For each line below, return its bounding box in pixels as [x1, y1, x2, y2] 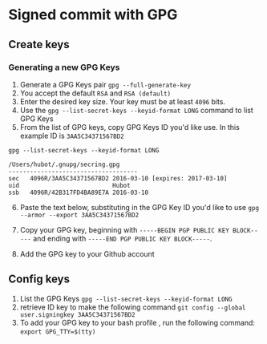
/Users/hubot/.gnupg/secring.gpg [8, 160, 120, 168]
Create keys [8, 38, 70, 51]
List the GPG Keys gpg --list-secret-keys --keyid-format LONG [19, 293, 233, 303]
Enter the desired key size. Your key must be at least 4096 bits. [19, 96, 226, 106]
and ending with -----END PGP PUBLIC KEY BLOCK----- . [33, 233, 212, 243]
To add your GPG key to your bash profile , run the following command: [19, 318, 255, 327]
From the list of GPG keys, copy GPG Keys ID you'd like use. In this [19, 122, 241, 132]
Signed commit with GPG [8, 6, 178, 24]
